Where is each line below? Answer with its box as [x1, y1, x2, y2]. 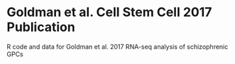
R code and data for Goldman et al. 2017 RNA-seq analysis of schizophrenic [6, 42, 229, 51]
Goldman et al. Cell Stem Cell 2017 [6, 4, 212, 20]
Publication [6, 19, 75, 35]
